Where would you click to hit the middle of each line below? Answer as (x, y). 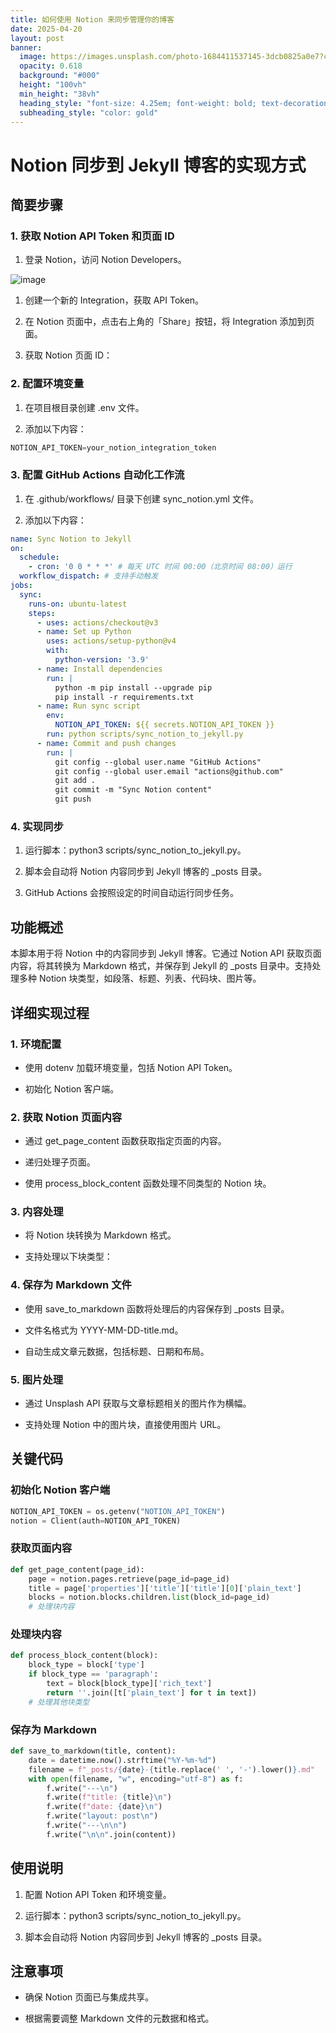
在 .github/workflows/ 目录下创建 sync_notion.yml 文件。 (141, 498)
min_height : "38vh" (60, 94)
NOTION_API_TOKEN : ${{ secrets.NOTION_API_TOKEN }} (164, 725)
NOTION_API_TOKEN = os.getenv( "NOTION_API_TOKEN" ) (118, 1511)
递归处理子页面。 (60, 1162)
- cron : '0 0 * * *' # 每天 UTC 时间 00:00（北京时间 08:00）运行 (160, 567)
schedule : (39, 557)
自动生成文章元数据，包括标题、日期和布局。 (117, 1351)
